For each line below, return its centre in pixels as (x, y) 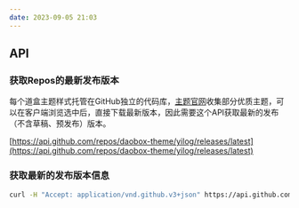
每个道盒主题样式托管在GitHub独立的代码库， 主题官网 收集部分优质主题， (143, 101)
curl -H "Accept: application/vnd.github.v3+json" (105, 195)
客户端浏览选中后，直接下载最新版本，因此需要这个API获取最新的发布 (152, 113)
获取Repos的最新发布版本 (65, 80)
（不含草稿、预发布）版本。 (60, 124)
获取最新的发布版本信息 (59, 176)
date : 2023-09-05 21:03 (53, 17)
